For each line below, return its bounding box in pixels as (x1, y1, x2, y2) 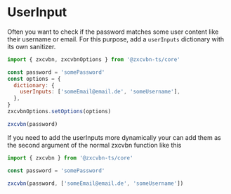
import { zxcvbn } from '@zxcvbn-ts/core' (7, 154, 133, 162)
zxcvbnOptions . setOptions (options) (7, 108, 112, 115)
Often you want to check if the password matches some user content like (7, 27, 219, 36)
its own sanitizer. (7, 42, 56, 51)
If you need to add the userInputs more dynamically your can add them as (7, 133, 221, 141)
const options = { (7, 75, 61, 82)
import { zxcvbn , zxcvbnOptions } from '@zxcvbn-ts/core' (7, 56, 180, 63)
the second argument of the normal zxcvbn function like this (7, 141, 182, 149)
